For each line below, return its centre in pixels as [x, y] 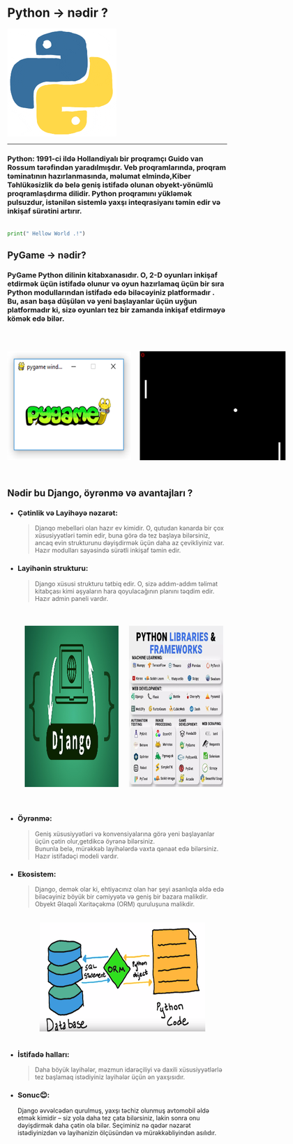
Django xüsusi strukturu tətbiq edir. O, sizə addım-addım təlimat [126, 584]
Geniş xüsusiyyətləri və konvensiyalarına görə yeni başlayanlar [125, 834]
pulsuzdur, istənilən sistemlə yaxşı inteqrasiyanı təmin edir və [114, 202]
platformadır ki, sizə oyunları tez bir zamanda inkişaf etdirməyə [116, 310]
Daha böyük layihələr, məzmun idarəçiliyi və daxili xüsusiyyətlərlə [128, 1070]
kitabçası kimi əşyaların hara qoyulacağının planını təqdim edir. [125, 591]
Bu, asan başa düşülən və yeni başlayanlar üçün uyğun [102, 301]
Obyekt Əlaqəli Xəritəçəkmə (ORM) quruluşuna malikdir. [115, 904]
